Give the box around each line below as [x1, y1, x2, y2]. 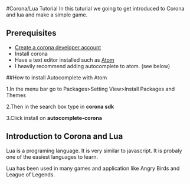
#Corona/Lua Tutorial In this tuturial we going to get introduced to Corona [6, 5, 185, 12]
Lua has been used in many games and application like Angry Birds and [6, 165, 180, 172]
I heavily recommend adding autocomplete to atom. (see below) [14, 62, 171, 69]
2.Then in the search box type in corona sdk [6, 103, 114, 110]
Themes [6, 91, 27, 99]
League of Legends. [6, 170, 55, 178]
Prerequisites [6, 28, 57, 38]
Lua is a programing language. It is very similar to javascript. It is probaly [6, 147, 182, 154]
